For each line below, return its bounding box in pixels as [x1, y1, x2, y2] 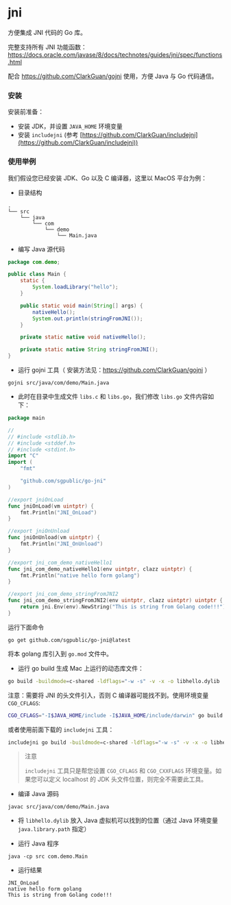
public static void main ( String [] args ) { [20, 302, 143, 309]
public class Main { [8, 271, 67, 278]
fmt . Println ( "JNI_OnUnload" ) [20, 541, 104, 547]
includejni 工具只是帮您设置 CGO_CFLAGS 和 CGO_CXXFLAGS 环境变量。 [24, 767, 216, 775]
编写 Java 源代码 [17, 245, 65, 253]
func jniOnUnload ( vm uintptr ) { [8, 534, 100, 541]
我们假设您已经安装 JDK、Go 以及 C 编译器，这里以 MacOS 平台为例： [8, 173, 208, 182]
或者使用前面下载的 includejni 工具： [8, 725, 114, 734]
